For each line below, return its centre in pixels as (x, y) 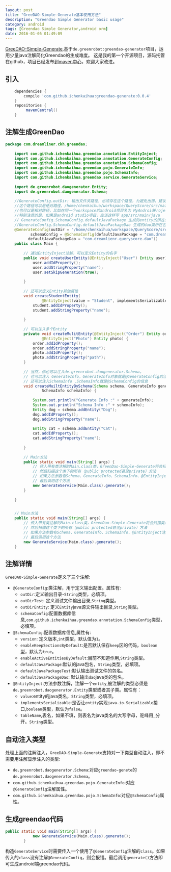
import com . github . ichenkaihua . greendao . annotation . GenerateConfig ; (89, 159)
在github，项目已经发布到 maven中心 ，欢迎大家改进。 (61, 61)
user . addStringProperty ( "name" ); (68, 267)
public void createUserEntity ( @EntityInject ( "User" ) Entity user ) (95, 258)
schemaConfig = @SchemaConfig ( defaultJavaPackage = (86, 234)
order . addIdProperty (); (58, 343)
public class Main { (36, 244)
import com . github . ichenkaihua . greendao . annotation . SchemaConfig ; (86, 163)
